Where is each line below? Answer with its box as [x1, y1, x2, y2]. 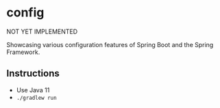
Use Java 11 [16, 85, 50, 94]
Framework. [6, 48, 40, 56]
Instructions [6, 68, 60, 79]
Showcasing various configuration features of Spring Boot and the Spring [6, 40, 214, 49]
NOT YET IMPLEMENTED [6, 27, 78, 36]
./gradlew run [16, 94, 57, 101]
